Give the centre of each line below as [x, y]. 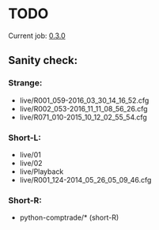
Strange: [25, 83]
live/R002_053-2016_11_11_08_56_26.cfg [83, 108]
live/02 [31, 163]
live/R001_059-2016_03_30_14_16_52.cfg [84, 100]
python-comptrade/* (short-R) [69, 217]
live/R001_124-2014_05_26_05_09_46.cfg [85, 179]
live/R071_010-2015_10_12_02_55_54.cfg [83, 117]
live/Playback [42, 172]
